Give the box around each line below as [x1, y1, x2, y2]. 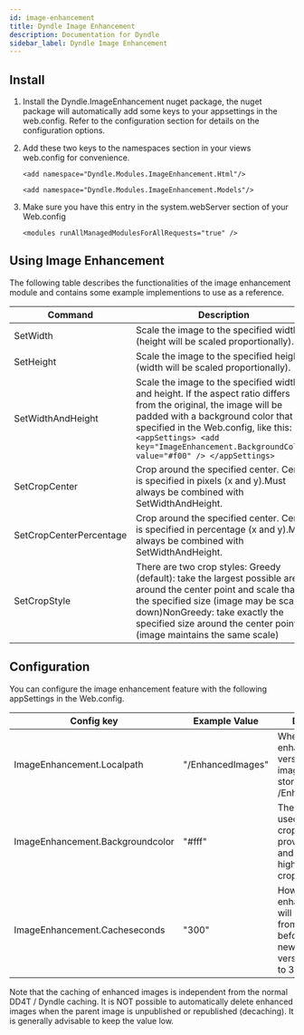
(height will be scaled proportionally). [135, 334, 294, 347]
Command [47, 308, 93, 321]
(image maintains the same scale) [135, 628, 280, 641]
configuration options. [22, 125, 106, 136]
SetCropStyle [14, 595, 71, 607]
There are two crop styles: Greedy [135, 560, 281, 573]
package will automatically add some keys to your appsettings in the [22, 106, 278, 117]
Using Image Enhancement [9, 253, 165, 268]
